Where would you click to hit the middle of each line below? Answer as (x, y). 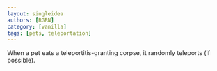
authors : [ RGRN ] (31, 20)
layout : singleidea (35, 14)
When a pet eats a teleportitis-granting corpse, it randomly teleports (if (109, 53)
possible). (22, 61)
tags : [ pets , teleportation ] (49, 33)
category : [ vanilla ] (37, 26)
